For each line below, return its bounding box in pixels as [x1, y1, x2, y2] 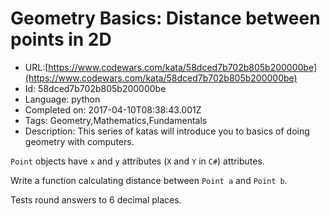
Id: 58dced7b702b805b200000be [24, 82, 167, 94]
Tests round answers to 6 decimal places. [10, 193, 182, 206]
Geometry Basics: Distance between [10, 7, 321, 30]
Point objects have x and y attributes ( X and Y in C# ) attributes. [10, 155, 265, 167]
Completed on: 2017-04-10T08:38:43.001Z [24, 103, 202, 116]
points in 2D [10, 28, 112, 51]
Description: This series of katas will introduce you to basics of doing [24, 125, 310, 137]
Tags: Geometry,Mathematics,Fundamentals [24, 114, 208, 126]
